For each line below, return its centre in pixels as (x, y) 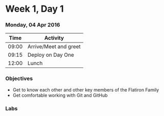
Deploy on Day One (51, 55)
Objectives (19, 79)
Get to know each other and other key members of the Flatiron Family (86, 89)
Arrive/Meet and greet (54, 47)
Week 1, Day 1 (34, 9)
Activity (54, 38)
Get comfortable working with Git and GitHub (60, 95)
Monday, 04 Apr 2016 (33, 25)
